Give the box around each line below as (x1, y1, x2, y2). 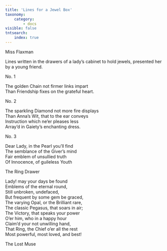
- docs (23, 21, 37, 26)
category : (14, 16, 35, 21)
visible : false (5, 26, 37, 31)
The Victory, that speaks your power (5, 210, 80, 216)
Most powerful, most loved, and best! (5, 231, 82, 237)
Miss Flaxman (5, 48, 34, 55)
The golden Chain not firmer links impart (5, 83, 88, 89)
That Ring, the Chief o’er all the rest (5, 226, 78, 232)
